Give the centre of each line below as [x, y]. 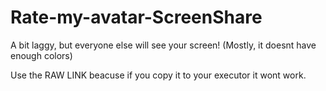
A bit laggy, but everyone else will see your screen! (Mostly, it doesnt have [163, 45]
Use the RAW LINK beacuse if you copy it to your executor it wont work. [158, 75]
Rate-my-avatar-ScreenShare [136, 17]
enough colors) [41, 55]
